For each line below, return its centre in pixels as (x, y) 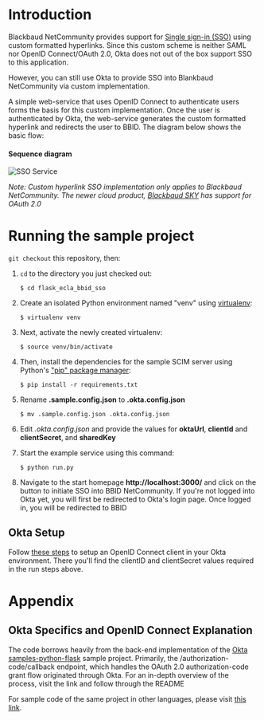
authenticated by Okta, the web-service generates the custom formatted (127, 118)
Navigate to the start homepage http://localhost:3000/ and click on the (138, 482)
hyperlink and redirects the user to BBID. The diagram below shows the (125, 127)
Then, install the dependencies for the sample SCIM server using (126, 362)
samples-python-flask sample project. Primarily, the (93, 658)
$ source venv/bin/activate (66, 347)
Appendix (41, 602)
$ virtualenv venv (50, 318)
